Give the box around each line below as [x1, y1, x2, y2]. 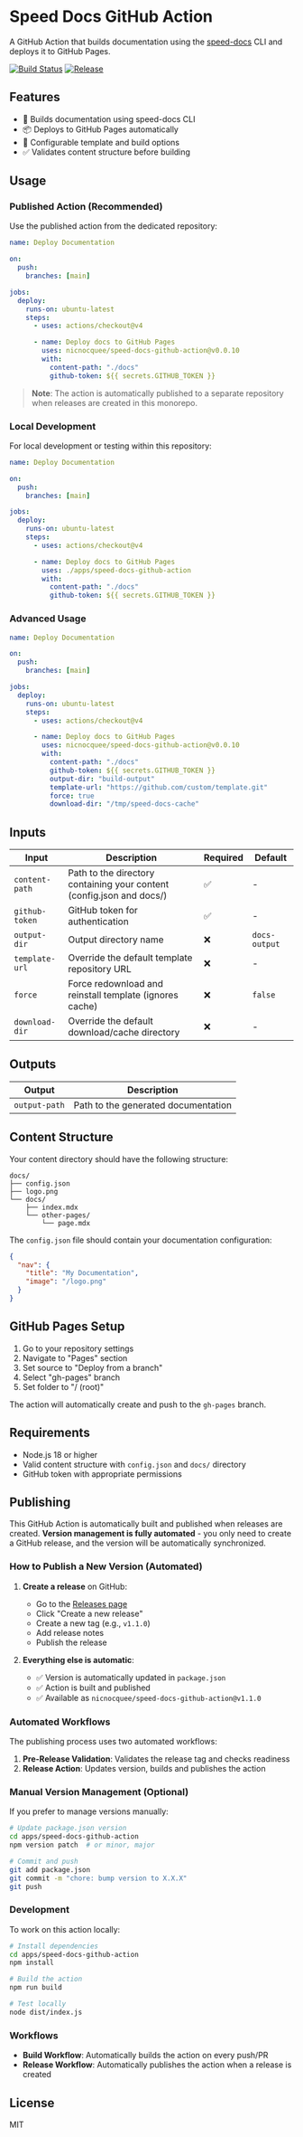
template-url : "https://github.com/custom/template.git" [49, 782, 269, 792]
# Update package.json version [9, 1824, 127, 1833]
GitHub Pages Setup [9, 1319, 125, 1335]
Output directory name [67, 933, 164, 946]
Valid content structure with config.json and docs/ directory [22, 1459, 246, 1470]
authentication [67, 915, 129, 928]
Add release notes [35, 1627, 105, 1638]
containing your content [67, 878, 170, 891]
